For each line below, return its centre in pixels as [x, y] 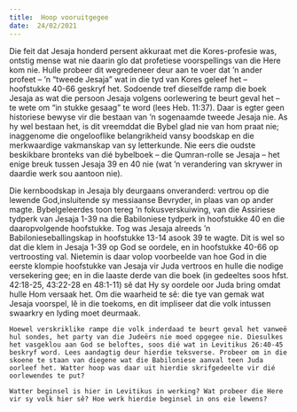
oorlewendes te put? [47, 376]
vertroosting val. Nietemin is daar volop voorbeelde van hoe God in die [138, 256]
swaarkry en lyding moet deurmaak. [75, 313]
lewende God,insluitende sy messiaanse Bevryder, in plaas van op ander [141, 199]
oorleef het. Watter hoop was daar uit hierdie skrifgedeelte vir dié [142, 368]
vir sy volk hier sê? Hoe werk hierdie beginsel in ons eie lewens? [138, 399]
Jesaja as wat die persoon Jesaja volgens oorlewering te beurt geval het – [145, 97]
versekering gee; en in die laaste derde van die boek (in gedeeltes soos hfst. [149, 275]
